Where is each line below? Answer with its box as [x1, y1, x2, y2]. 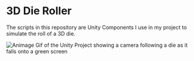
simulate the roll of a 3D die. [6, 30, 76, 37]
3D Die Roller [6, 4, 72, 18]
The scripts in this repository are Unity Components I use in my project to [6, 24, 187, 31]
